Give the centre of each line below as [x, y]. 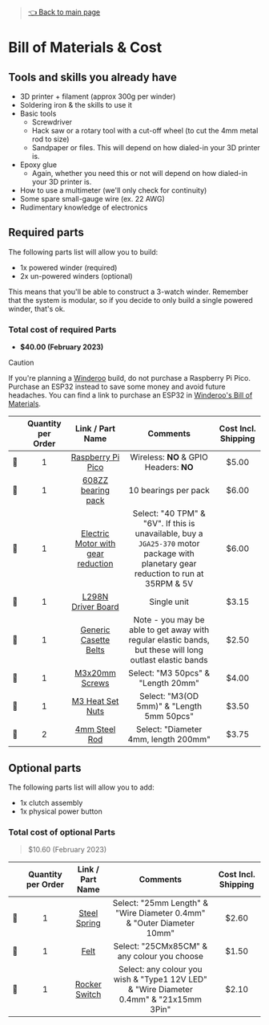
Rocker [88, 985]
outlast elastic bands [169, 660]
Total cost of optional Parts [62, 832]
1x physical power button [61, 811]
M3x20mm [95, 673]
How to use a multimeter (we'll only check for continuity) [113, 190]
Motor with [95, 544]
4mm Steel [95, 729]
